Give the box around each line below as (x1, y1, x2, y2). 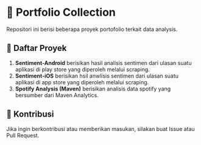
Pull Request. (6, 132, 40, 139)
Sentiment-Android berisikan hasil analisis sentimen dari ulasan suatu (15, 59, 192, 66)
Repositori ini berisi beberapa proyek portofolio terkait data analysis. (6, 25, 178, 33)
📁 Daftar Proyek (6, 43, 67, 53)
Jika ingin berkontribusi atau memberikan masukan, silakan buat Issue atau (6, 125, 195, 132)
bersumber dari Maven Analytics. (15, 91, 99, 99)
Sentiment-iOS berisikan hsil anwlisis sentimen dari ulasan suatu (15, 72, 178, 79)
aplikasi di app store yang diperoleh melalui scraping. (15, 78, 149, 86)
